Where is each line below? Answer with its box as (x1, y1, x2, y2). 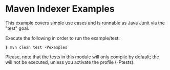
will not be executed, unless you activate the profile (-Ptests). (5, 59, 135, 65)
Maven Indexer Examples (5, 3, 115, 15)
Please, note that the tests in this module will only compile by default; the (5, 54, 160, 60)
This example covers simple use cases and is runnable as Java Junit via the (5, 20, 165, 26)
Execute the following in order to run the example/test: (5, 35, 120, 41)
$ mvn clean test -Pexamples (5, 45, 68, 50)
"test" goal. (5, 25, 29, 31)
